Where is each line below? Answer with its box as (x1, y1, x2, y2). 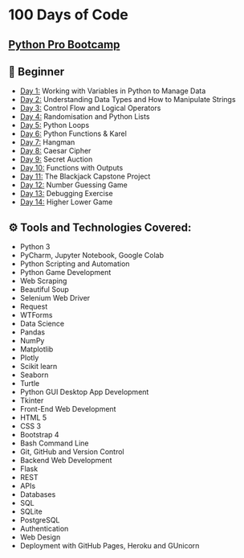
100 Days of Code (8, 6, 128, 24)
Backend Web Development (19, 456, 112, 466)
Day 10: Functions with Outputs (19, 163, 124, 173)
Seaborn (19, 370, 49, 380)
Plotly (19, 353, 39, 363)
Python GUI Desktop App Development (19, 388, 149, 397)
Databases (19, 490, 56, 499)
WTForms (19, 310, 53, 320)
